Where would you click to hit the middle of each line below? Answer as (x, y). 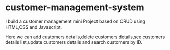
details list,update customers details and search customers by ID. (74, 42)
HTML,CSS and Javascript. (34, 27)
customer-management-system (75, 7)
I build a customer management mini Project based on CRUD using (75, 21)
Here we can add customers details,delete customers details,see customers (85, 37)
